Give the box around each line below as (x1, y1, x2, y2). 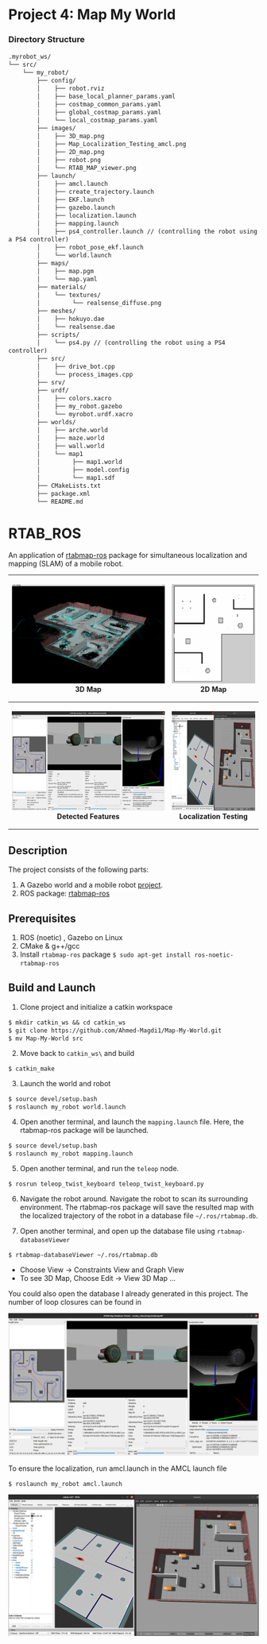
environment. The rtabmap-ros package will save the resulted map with (19, 1202, 254, 1212)
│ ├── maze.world (37, 435, 105, 443)
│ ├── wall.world (37, 443, 105, 451)
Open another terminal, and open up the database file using (19, 1226, 216, 1236)
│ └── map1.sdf (37, 474, 115, 482)
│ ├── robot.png (37, 157, 102, 164)
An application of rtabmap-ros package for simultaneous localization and (8, 551, 248, 560)
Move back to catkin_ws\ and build (19, 1048, 135, 1058)
